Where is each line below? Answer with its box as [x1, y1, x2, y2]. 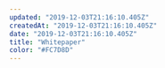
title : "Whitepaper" [9, 37, 87, 47]
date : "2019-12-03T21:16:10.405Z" [9, 29, 138, 38]
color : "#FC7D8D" [9, 46, 74, 55]
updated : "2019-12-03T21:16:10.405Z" [9, 12, 150, 22]
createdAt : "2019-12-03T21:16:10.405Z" [9, 21, 158, 30]
